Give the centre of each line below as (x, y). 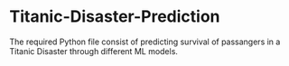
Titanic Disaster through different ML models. (94, 51)
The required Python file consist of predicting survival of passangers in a (145, 42)
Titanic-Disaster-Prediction (115, 17)
